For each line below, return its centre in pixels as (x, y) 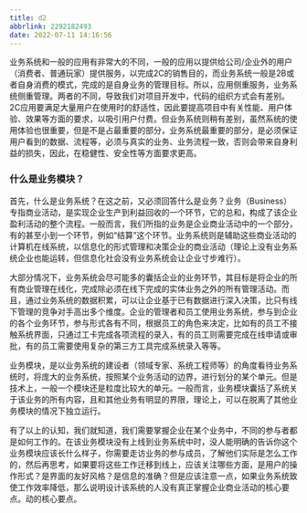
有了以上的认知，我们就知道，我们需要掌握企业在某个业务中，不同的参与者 (149, 430)
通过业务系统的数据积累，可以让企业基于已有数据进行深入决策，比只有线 (161, 300)
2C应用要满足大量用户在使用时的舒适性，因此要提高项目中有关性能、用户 (147, 108)
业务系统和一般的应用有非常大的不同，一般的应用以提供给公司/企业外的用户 (151, 62)
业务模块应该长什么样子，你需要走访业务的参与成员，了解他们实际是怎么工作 (153, 453)
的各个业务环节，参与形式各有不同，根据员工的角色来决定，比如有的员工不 (149, 323)
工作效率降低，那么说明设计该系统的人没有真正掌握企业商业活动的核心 (149, 487)
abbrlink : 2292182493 (51, 26)
